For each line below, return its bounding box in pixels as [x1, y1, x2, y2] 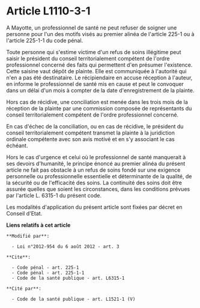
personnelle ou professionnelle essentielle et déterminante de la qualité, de [6, 172, 192, 180]
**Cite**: [6, 254, 31, 260]
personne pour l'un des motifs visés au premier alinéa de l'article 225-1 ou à [6, 30, 195, 37]
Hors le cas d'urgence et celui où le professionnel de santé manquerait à [6, 153, 186, 160]
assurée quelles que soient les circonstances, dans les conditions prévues [6, 185, 190, 193]
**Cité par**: [6, 285, 42, 292]
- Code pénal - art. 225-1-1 [11, 270, 85, 276]
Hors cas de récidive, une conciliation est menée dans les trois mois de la [6, 98, 188, 106]
